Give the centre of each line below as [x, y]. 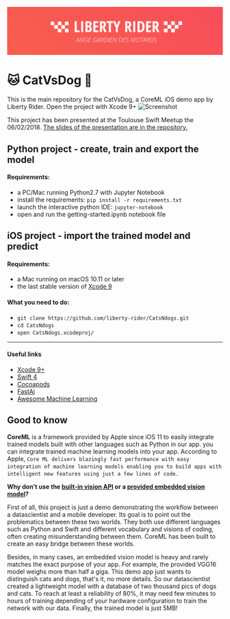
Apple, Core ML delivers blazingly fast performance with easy [98, 458]
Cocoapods [33, 384]
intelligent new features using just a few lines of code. [93, 474]
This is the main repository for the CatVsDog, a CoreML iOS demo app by [110, 100]
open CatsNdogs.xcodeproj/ [55, 333]
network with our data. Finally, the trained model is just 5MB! [92, 608]
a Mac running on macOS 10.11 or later [71, 279]
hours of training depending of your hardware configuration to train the [107, 600]
